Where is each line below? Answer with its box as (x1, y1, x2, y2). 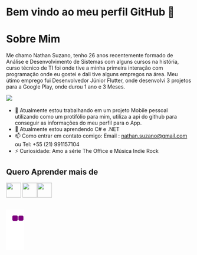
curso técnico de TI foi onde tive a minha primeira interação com (6, 64, 163, 71)
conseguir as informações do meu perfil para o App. (14, 119, 142, 126)
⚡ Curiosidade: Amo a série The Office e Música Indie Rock (14, 148, 159, 155)
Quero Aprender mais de (6, 166, 98, 176)
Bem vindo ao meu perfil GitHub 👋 (6, 5, 175, 19)
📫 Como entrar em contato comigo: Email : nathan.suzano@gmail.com (14, 132, 188, 139)
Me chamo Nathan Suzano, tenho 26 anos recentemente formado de (6, 52, 173, 59)
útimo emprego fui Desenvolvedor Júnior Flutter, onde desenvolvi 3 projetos (6, 77, 192, 84)
